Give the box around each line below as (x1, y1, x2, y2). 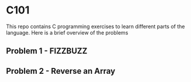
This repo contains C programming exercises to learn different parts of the (6, 23, 185, 30)
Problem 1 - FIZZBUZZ (6, 46, 88, 56)
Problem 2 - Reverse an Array (6, 66, 116, 76)
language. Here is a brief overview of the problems (6, 29, 129, 36)
